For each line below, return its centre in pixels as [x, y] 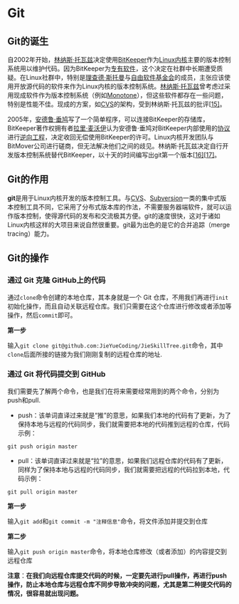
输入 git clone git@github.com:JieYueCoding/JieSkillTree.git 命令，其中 [115, 345]
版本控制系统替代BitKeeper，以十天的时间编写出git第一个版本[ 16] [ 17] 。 [117, 155]
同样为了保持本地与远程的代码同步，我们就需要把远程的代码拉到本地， [121, 469]
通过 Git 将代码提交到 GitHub [57, 374]
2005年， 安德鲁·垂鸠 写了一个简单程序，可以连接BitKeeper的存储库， [108, 119]
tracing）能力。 [30, 234]
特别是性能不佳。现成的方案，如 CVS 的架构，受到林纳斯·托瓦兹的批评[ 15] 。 [117, 104]
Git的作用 [28, 179]
